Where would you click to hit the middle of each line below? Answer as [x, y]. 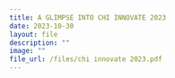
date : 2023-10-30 [42, 26]
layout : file [34, 34]
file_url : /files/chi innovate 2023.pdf [86, 59]
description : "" [39, 43]
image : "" [28, 51]
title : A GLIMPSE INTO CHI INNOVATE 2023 [88, 17]
